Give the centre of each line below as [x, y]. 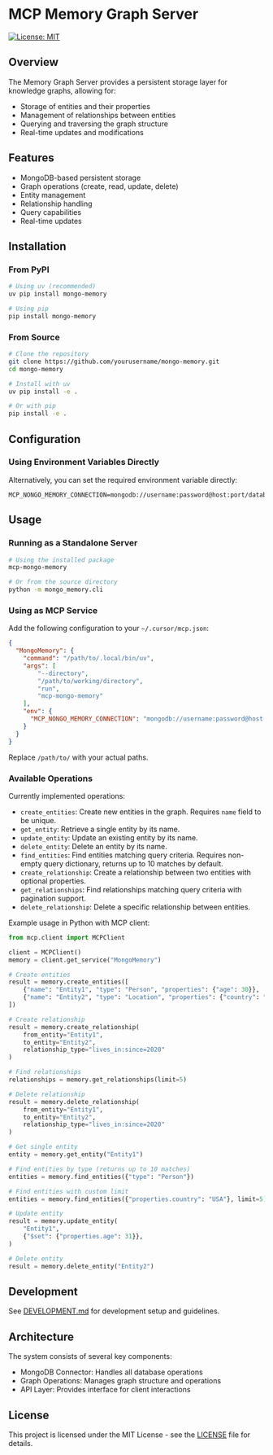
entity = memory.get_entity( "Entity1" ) [76, 1155]
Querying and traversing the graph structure [94, 124]
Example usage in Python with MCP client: [79, 923]
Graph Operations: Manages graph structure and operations [121, 1381]
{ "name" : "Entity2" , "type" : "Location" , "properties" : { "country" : [141, 997]
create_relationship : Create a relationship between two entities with [136, 872]
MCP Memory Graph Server [104, 14]
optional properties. [53, 881]
